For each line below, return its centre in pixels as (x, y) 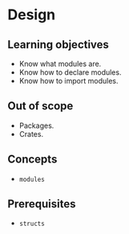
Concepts (32, 160)
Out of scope (40, 106)
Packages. (36, 125)
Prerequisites (42, 204)
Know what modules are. (60, 64)
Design (32, 15)
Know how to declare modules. (70, 72)
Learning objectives (58, 45)
